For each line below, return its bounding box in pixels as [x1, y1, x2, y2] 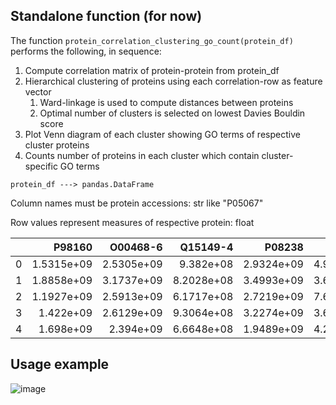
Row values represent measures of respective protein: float [10, 216, 255, 228]
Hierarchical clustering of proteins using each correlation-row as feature [24, 75, 323, 87]
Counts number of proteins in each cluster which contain [24, 149, 260, 161]
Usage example [10, 356, 110, 373]
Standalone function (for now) [10, 8, 203, 25]
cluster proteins [24, 139, 90, 151]
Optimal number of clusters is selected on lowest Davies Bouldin [39, 107, 306, 119]
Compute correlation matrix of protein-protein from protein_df [24, 64, 280, 76]
